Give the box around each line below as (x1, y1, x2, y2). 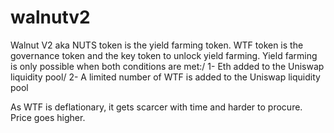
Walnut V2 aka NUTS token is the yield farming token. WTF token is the (10, 39, 304, 51)
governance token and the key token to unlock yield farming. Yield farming (10, 49, 318, 61)
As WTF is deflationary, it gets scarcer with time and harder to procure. (10, 101, 303, 113)
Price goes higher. (10, 111, 86, 123)
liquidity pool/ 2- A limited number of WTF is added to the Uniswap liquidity (10, 71, 321, 83)
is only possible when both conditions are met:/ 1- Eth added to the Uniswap (10, 60, 325, 72)
